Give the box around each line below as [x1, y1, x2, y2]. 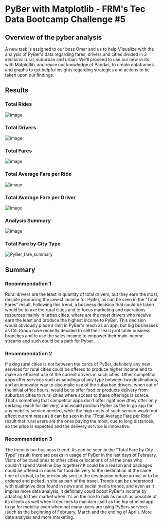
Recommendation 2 [5, 350, 53, 357]
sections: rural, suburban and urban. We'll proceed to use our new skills [5, 57, 149, 62]
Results [5, 86, 29, 95]
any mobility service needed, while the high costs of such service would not [5, 408, 158, 414]
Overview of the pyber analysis [5, 33, 102, 41]
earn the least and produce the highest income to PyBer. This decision [5, 317, 146, 323]
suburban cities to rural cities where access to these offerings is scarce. [5, 392, 150, 398]
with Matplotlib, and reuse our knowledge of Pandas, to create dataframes [5, 62, 154, 67]
